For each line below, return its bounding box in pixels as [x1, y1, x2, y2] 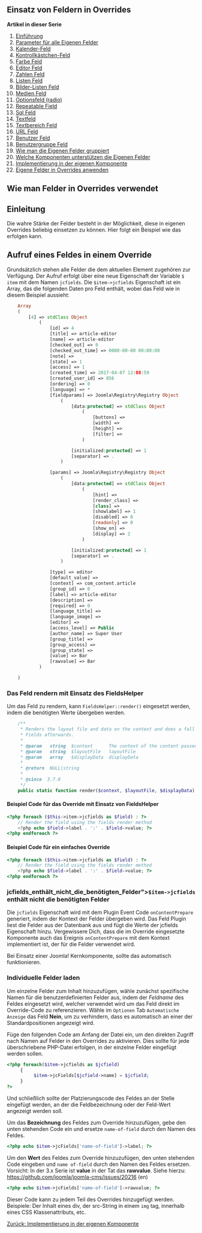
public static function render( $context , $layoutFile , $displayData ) [17, 787, 195, 793]
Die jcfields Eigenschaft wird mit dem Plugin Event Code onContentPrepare [7, 909, 194, 916]
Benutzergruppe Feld [15, 140, 68, 148]
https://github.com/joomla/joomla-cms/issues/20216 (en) [7, 1173, 149, 1180]
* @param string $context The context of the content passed [20, 743, 198, 749]
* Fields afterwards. [20, 732, 74, 738]
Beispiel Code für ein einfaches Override [7, 843, 110, 850]
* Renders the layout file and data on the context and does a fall [20, 726, 195, 732]
